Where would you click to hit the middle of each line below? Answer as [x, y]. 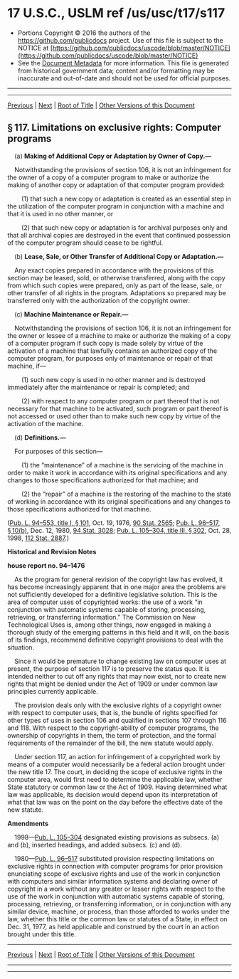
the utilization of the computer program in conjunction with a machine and [116, 206]
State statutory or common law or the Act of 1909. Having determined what [117, 787]
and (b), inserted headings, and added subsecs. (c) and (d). [95, 845]
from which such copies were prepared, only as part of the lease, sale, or [115, 285]
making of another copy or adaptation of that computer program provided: [116, 185]
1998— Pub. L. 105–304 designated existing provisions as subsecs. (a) [116, 837]
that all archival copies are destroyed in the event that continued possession [119, 235]
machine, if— [27, 366]
